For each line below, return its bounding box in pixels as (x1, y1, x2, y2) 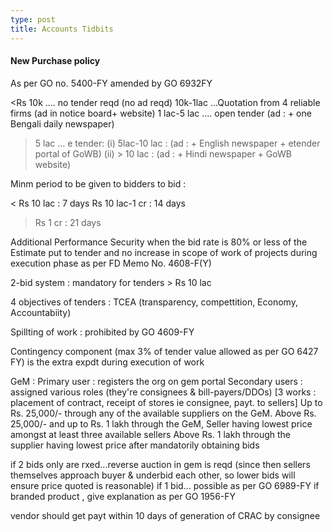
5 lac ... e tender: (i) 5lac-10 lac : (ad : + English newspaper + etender (34, 137, 321, 149)
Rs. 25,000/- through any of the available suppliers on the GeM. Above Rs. (10, 407, 317, 419)
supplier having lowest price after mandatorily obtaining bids (10, 439, 260, 451)
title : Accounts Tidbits (10, 24, 114, 34)
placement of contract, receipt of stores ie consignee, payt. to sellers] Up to (10, 396, 323, 408)
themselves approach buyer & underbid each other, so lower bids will (10, 469, 296, 481)
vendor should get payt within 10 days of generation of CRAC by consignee (10, 509, 321, 521)
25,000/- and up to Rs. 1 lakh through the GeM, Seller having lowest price (10, 417, 313, 430)
